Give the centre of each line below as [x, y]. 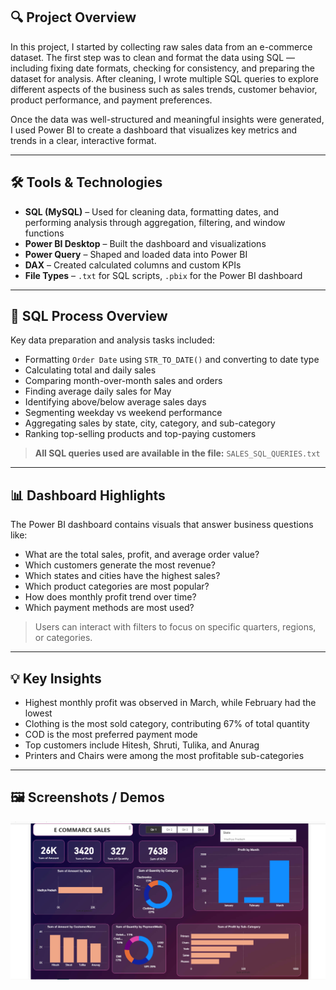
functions [44, 233]
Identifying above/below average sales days [115, 402]
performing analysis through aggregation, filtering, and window [155, 222]
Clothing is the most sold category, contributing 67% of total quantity [167, 724]
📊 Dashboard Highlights [88, 495]
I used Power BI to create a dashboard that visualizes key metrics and [154, 130]
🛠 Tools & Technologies [86, 182]
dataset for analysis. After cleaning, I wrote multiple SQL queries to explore [165, 78]
